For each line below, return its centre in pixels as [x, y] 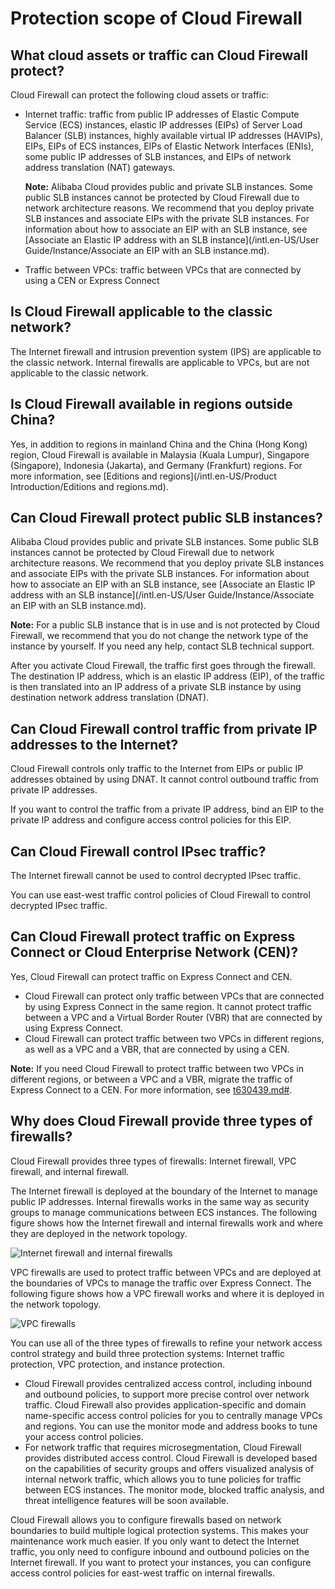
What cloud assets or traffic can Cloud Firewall [159, 55]
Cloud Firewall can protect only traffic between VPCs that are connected [174, 996]
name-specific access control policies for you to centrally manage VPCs [173, 1415]
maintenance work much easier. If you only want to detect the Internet [155, 1541]
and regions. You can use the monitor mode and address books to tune [171, 1426]
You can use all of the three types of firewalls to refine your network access [166, 1343]
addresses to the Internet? [94, 744]
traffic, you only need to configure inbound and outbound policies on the [160, 1551]
